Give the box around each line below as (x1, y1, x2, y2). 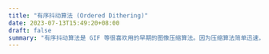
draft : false (8, 26, 52, 34)
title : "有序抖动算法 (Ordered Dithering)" (8, 11, 148, 20)
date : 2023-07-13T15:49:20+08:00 (8, 19, 120, 27)
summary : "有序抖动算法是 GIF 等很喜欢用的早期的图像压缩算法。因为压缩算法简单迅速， (8, 33, 265, 42)
